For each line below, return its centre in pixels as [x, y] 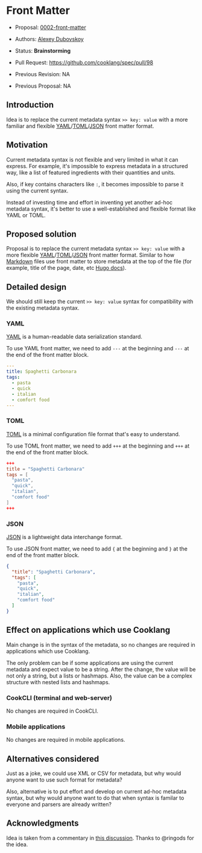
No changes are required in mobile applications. [66, 740]
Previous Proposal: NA [43, 86]
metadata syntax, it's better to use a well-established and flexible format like [101, 209]
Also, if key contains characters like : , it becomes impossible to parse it [95, 184]
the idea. [17, 844]
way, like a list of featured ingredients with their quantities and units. [91, 172]
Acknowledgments [43, 823]
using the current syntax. [37, 191]
